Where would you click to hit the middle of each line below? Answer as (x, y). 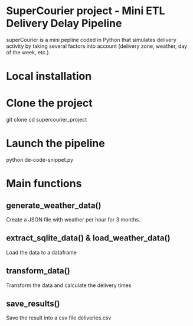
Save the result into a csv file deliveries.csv (59, 318)
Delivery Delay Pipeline (64, 23)
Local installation (49, 76)
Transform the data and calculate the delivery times (69, 285)
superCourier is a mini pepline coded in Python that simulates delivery (91, 40)
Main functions (44, 184)
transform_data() (38, 271)
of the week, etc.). (28, 52)
